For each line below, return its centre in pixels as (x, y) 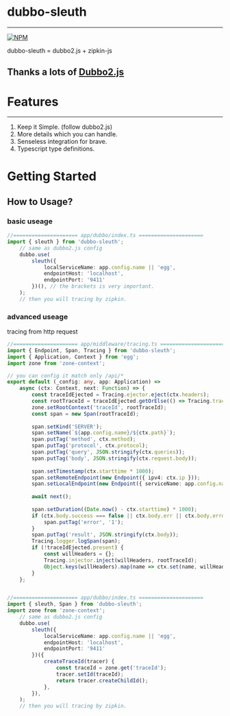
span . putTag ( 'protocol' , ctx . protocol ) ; (90, 446)
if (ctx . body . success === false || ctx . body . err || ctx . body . (122, 516)
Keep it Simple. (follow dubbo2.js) (65, 127)
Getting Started (52, 176)
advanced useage (38, 317)
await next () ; (52, 497)
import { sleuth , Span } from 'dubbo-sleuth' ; (75, 604)
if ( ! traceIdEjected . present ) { (78, 548)
